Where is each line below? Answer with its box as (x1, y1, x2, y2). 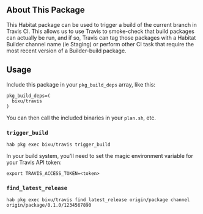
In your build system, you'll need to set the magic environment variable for (6, 152, 194, 159)
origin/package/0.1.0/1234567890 (6, 202, 92, 209)
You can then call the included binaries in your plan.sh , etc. (6, 114, 156, 121)
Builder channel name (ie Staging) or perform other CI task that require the (6, 40, 194, 48)
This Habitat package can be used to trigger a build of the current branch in (6, 21, 197, 28)
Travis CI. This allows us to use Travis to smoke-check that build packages (6, 27, 194, 35)
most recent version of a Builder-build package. (6, 47, 127, 54)
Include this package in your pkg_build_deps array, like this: (6, 80, 156, 88)
